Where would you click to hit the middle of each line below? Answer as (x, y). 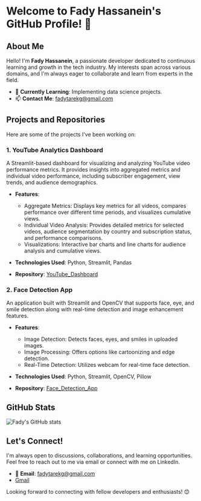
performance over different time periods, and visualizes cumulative (107, 212)
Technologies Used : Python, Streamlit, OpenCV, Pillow (83, 377)
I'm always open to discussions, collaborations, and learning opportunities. (99, 456)
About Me (25, 46)
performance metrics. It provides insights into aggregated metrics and (94, 170)
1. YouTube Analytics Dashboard (55, 150)
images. (34, 346)
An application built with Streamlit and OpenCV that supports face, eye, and (100, 303)
